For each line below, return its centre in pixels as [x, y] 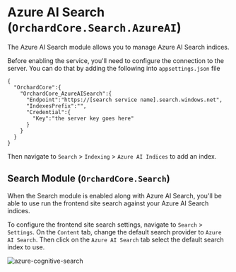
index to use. [26, 247]
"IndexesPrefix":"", [56, 106]
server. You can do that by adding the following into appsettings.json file [114, 68]
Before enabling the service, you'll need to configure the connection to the [116, 60]
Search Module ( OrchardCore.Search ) [89, 179]
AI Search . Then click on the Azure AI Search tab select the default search [116, 239]
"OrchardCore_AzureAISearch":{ [66, 93]
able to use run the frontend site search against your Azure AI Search [108, 203]
